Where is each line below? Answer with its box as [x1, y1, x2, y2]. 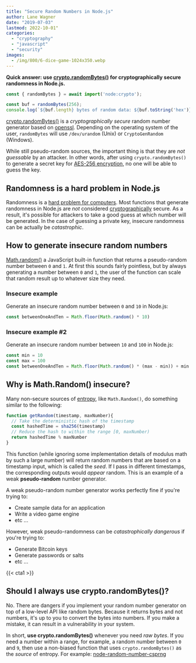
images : [6, 52, 25, 58]
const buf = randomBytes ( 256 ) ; [6, 102, 82, 108]
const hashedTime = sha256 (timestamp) [11, 424, 106, 430]
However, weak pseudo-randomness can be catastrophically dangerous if [6, 528, 185, 535]
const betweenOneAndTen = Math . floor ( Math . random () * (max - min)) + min [6, 363, 190, 369]
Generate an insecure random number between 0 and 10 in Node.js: [6, 303, 169, 310]
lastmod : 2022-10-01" [6, 25, 59, 31]
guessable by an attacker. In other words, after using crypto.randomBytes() [6, 154, 187, 161]
